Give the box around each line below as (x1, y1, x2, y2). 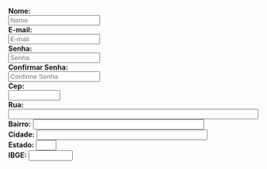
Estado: (8, 140, 34, 149)
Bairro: (8, 119, 32, 129)
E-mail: (8, 25, 33, 34)
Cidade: (8, 130, 35, 139)
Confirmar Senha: (8, 62, 69, 72)
